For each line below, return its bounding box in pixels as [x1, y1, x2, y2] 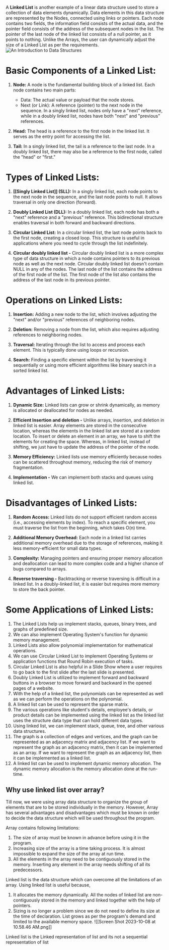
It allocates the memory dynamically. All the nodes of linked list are [13, 892, 152, 898]
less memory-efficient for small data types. [13, 545, 103, 551]
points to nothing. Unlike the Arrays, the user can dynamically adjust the [6, 36, 155, 42]
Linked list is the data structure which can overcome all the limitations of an [6, 877, 162, 883]
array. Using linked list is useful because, [6, 882, 91, 888]
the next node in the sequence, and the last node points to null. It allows [13, 194, 162, 200]
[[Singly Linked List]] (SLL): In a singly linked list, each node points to [13, 188, 158, 194]
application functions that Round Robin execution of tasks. [13, 658, 134, 664]
